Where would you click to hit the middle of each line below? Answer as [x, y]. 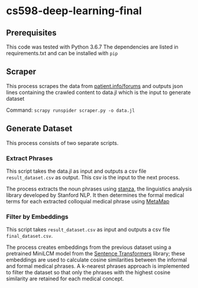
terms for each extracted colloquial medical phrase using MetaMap [88, 201]
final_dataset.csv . [30, 236]
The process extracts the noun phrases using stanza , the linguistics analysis [99, 189]
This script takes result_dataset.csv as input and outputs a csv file [88, 229]
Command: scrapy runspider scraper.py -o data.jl [70, 110]
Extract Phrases [30, 158]
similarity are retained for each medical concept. [65, 279]
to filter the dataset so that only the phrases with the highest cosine [88, 273]
